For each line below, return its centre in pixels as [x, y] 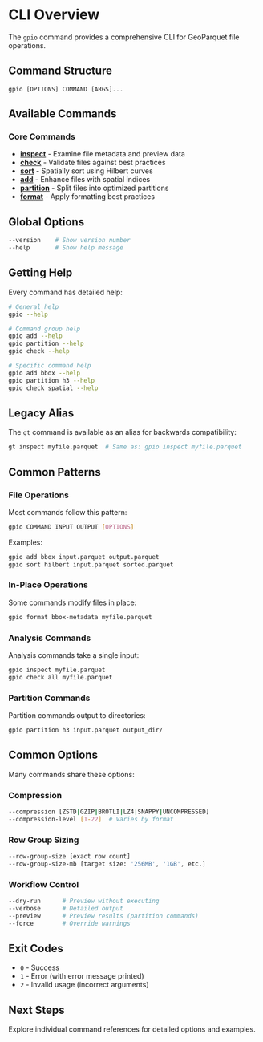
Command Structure [60, 71]
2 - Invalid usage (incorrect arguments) [85, 985]
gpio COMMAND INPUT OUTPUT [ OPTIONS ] [71, 527]
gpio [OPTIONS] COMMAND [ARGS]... [66, 89]
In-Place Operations [48, 585]
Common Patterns [55, 472]
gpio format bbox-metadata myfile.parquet [80, 617]
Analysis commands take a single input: [74, 655]
